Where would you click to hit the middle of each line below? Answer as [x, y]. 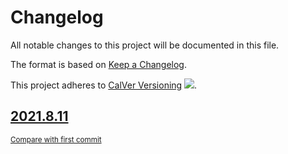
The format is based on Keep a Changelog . [98, 64]
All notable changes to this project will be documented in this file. [145, 45]
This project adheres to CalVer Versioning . [104, 85]
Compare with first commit [56, 139]
